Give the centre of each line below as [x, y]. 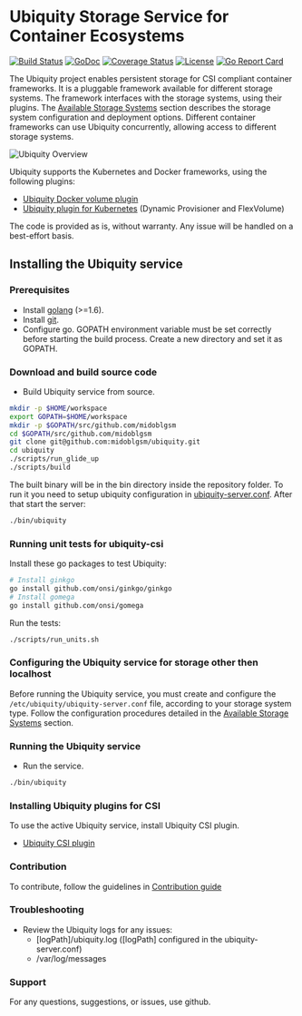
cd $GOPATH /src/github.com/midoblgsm [81, 434]
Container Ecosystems [97, 36]
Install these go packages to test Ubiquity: [88, 563]
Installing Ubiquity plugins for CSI [85, 806]
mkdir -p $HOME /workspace [58, 408]
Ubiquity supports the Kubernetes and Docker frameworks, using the [138, 171]
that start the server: [48, 503]
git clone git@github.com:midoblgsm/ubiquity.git [105, 442]
